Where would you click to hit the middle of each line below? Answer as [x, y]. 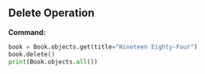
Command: [27, 32]
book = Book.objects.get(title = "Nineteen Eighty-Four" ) [103, 47]
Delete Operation [51, 13]
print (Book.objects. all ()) [53, 62]
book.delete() [32, 54]
